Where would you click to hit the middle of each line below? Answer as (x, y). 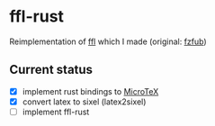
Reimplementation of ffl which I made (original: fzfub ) (108, 41)
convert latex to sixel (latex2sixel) (84, 102)
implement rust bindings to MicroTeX (90, 91)
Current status (51, 70)
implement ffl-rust (56, 112)
